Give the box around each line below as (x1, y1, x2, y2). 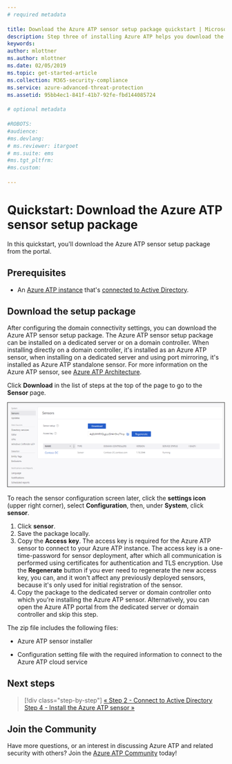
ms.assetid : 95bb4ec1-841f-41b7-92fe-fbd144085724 (7, 91, 156, 98)
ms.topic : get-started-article (7, 69, 97, 76)
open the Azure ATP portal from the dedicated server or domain (17, 602, 199, 611)
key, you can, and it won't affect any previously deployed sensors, (17, 573, 206, 581)
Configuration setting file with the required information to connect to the (17, 650, 222, 658)
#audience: (7, 128, 39, 135)
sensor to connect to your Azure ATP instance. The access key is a (17, 543, 209, 552)
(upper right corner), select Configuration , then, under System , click (7, 501, 204, 510)
